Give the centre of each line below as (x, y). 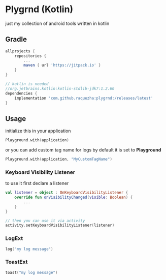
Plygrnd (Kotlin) (39, 9)
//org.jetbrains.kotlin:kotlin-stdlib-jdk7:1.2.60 (60, 88)
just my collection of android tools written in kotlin (57, 23)
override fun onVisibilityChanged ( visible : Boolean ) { (74, 197)
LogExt (14, 238)
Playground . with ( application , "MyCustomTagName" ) (59, 159)
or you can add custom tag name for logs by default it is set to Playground (83, 150)
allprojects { (20, 51)
